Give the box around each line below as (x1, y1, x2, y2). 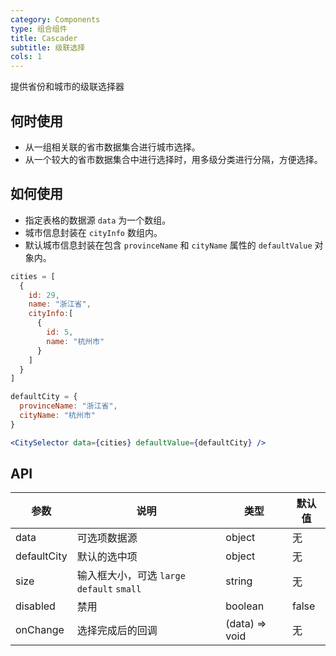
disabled (15, 599, 56, 613)
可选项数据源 (76, 531, 138, 545)
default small (76, 584, 142, 595)
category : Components (10, 14, 101, 25)
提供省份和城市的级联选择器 (10, 81, 125, 93)
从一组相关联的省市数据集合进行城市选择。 (24, 141, 201, 153)
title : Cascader (10, 33, 78, 43)
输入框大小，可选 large (76, 569, 186, 583)
